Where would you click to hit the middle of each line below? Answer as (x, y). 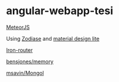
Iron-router (20, 50)
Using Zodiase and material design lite (53, 38)
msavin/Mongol (25, 73)
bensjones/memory (30, 61)
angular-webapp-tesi (60, 11)
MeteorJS (18, 27)
